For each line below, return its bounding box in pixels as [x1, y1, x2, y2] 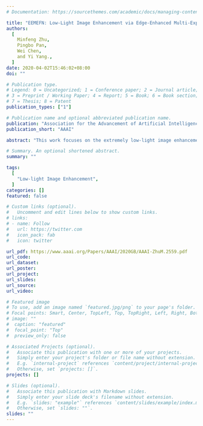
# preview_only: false [6, 333, 66, 339]
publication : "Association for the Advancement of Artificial [6, 121, 166, 127]
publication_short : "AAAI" [6, 126, 74, 132]
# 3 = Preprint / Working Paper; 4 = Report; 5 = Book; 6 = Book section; [6, 93, 199, 99]
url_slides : [6, 276, 36, 282]
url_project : [6, 271, 39, 277]
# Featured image [6, 299, 50, 305]
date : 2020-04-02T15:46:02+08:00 [6, 65, 91, 71]
